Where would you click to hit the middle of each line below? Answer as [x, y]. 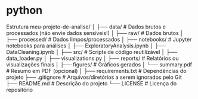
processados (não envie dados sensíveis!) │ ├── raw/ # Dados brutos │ [95, 33]
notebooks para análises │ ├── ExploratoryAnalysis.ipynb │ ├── [86, 46]
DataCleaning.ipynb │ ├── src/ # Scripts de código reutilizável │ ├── [92, 52]
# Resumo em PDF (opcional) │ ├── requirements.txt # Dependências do [96, 71]
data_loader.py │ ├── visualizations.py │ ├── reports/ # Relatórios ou [92, 58]
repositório [19, 90]
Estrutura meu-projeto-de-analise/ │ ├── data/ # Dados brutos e [86, 27]
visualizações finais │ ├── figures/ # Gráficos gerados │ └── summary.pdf [99, 64]
